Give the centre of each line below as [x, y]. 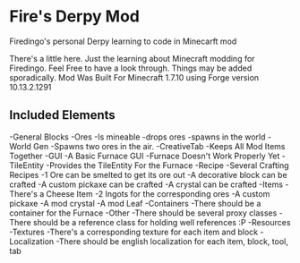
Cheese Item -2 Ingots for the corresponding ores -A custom [158, 193]
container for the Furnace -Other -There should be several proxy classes [143, 213]
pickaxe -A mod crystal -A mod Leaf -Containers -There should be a [135, 203]
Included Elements [63, 115]
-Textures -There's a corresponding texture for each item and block [134, 232]
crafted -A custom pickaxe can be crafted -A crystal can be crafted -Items [146, 184]
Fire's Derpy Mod [75, 17]
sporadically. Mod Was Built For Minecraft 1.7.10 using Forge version [134, 77]
